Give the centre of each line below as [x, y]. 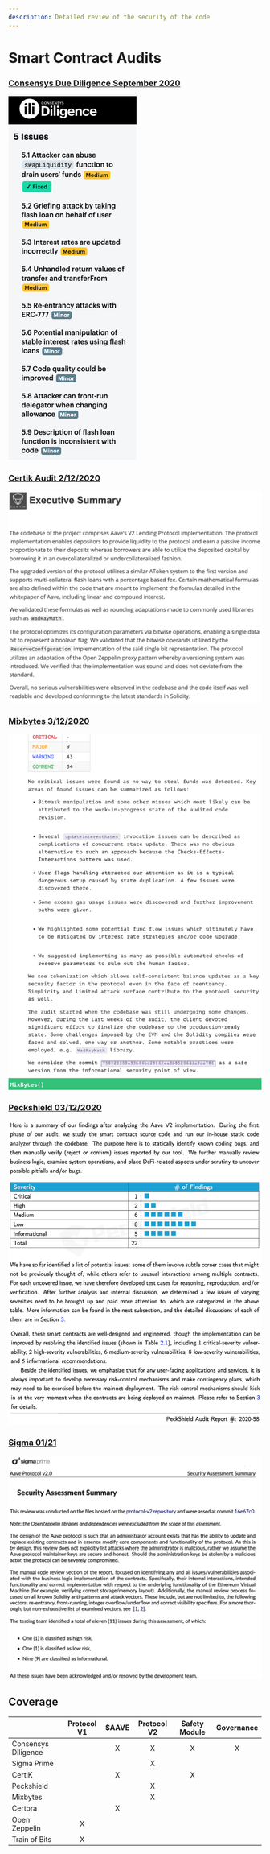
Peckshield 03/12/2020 [55, 1108]
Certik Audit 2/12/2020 [54, 478]
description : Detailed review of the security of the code [109, 17]
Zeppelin [27, 1828]
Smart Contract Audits [85, 58]
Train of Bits [32, 1839]
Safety [192, 1724]
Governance [237, 1728]
